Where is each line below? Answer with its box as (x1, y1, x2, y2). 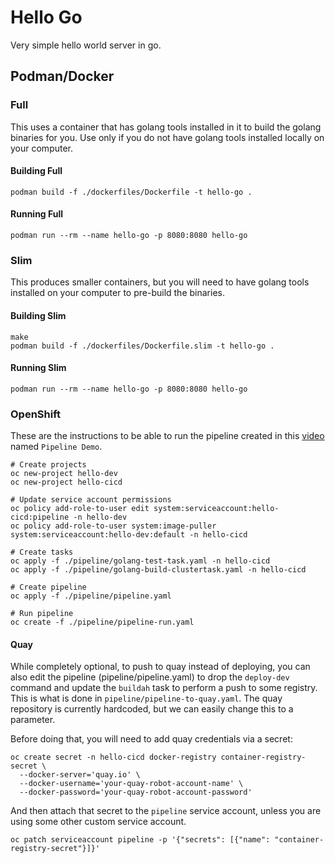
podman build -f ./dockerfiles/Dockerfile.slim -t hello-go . (10, 341, 275, 351)
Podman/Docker (10, 68, 115, 85)
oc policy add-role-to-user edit (10, 504, 150, 514)
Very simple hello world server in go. (10, 39, 162, 51)
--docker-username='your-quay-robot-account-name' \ (19, 779, 244, 789)
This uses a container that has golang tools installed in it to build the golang (10, 121, 322, 133)
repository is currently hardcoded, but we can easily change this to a (10, 703, 294, 715)
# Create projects (10, 460, 87, 470)
